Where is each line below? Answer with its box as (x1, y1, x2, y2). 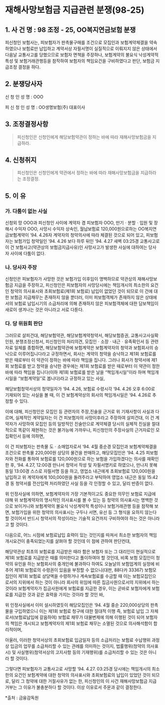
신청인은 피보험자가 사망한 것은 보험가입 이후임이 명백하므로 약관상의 (5, 276, 137, 282)
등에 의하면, (22, 433, 45, 439)
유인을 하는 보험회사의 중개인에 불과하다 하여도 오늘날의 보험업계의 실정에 (14, 561, 155, 566)
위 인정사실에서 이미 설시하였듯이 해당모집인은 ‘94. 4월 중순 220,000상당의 (5, 602, 149, 608)
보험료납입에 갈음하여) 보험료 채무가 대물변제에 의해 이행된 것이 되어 (14, 614, 145, 620)
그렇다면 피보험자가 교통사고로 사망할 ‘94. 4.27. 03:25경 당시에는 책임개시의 (5, 666, 151, 672)
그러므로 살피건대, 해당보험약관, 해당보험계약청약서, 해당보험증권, (5, 332, 130, 338)
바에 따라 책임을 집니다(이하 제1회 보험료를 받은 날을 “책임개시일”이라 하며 (5, 369, 146, 375)
